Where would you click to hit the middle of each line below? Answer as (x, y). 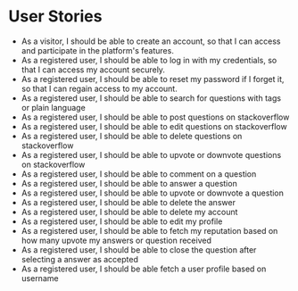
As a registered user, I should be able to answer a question (129, 183)
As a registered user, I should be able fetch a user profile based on (144, 269)
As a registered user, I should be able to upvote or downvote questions (151, 154)
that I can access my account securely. (93, 70)
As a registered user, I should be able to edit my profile (122, 221)
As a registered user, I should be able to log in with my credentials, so (149, 60)
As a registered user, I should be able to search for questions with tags (151, 98)
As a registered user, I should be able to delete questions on (132, 136)
